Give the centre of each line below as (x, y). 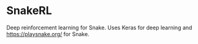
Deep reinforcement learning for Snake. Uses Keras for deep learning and (99, 28)
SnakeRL (29, 11)
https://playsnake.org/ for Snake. (48, 34)
